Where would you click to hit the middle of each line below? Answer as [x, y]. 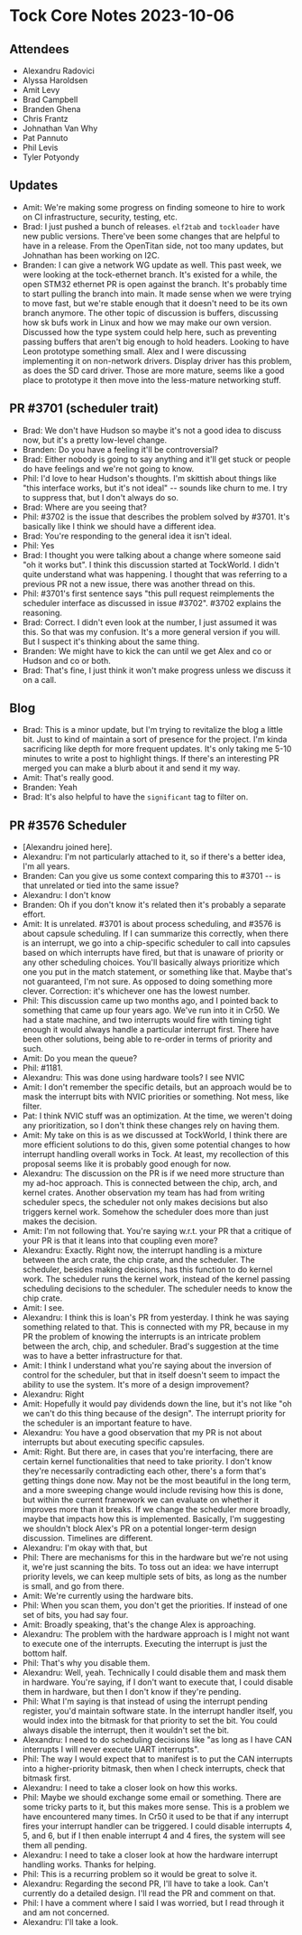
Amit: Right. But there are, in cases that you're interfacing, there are [147, 1452]
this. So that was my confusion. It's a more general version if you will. [151, 631]
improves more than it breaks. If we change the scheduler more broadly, [156, 1510]
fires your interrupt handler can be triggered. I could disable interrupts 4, [157, 1827]
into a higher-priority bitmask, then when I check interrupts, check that [154, 1769]
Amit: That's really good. [68, 778]
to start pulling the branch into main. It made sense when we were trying [157, 294]
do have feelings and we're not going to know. [108, 468]
